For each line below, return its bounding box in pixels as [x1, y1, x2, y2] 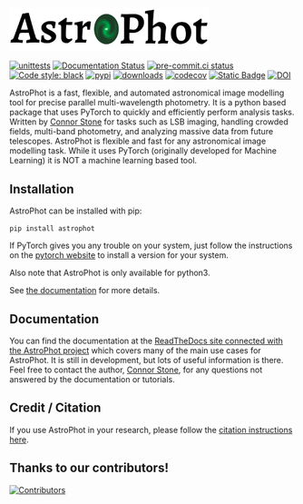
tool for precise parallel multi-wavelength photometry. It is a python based [9, 97, 287, 108]
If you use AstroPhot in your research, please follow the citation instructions [9, 424, 293, 435]
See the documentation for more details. [9, 285, 161, 296]
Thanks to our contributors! [9, 460, 170, 476]
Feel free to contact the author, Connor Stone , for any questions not [9, 364, 263, 375]
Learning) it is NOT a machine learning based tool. [9, 155, 198, 166]
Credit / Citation [9, 400, 102, 416]
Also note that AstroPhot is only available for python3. [9, 267, 210, 279]
